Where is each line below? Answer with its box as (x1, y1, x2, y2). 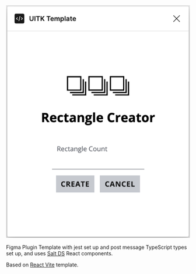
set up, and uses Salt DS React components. (6, 249, 113, 256)
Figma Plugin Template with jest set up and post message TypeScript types (6, 244, 187, 251)
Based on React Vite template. (6, 261, 79, 268)
